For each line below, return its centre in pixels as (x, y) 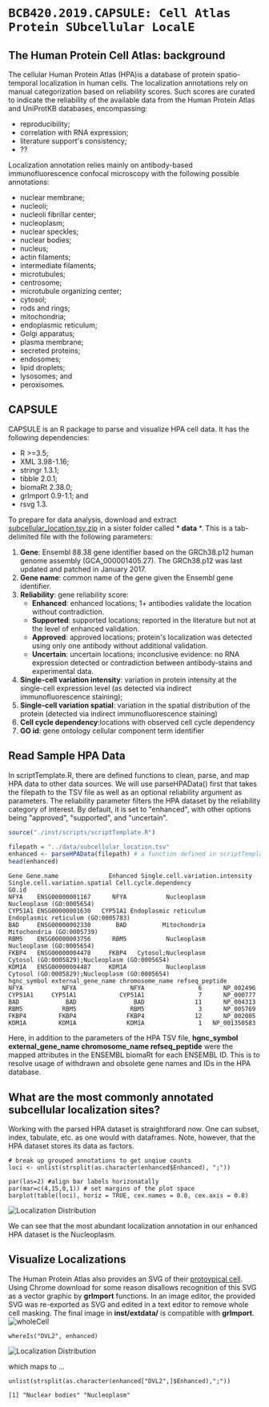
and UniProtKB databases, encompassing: (78, 108)
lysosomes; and (46, 376)
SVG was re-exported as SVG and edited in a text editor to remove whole (128, 1304)
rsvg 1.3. (34, 504)
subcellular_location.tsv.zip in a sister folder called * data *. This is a (121, 528)
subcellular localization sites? (84, 1110)
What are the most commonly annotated (111, 1097)
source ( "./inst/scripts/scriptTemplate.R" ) (82, 832)
